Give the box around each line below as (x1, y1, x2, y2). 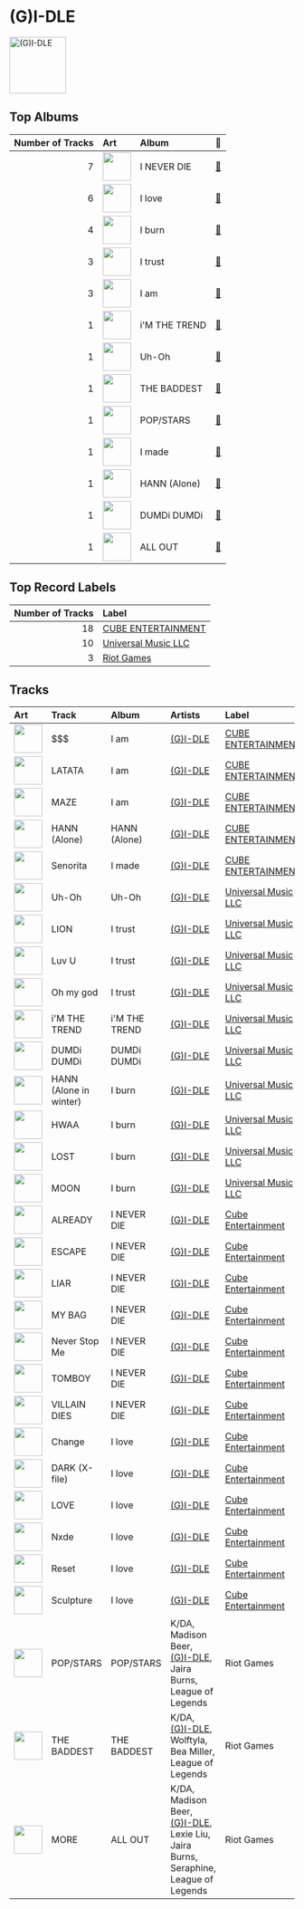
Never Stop (51, 1335, 100, 1348)
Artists (170, 709, 201, 722)
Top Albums (9, 110, 80, 125)
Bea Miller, (170, 1745, 215, 1758)
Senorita (51, 859, 88, 872)
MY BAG (51, 1309, 88, 1321)
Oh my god (51, 986, 99, 999)
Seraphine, (170, 1862, 217, 1875)
